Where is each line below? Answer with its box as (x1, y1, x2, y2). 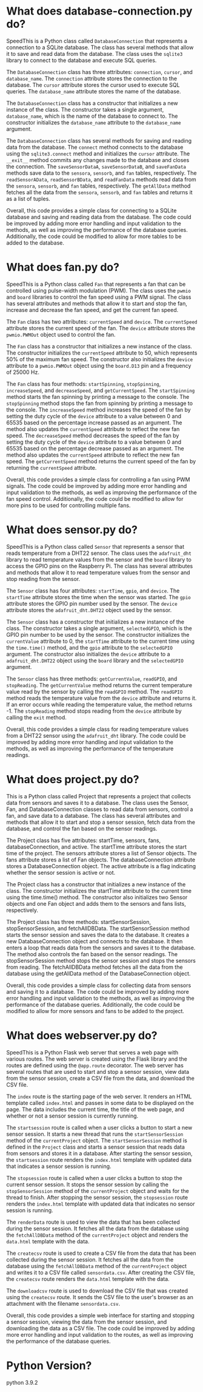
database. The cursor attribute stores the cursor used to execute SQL (6, 81, 180, 89)
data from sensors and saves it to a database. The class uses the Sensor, (6, 799, 189, 806)
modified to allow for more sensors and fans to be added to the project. (6, 1007, 185, 1014)
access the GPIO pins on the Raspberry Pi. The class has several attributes (6, 562, 193, 569)
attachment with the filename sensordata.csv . (6, 1300, 120, 1307)
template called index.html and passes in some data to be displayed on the (6, 1099, 194, 1106)
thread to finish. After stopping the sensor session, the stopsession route (6, 1193, 188, 1201)
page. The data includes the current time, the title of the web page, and (6, 1105, 185, 1113)
